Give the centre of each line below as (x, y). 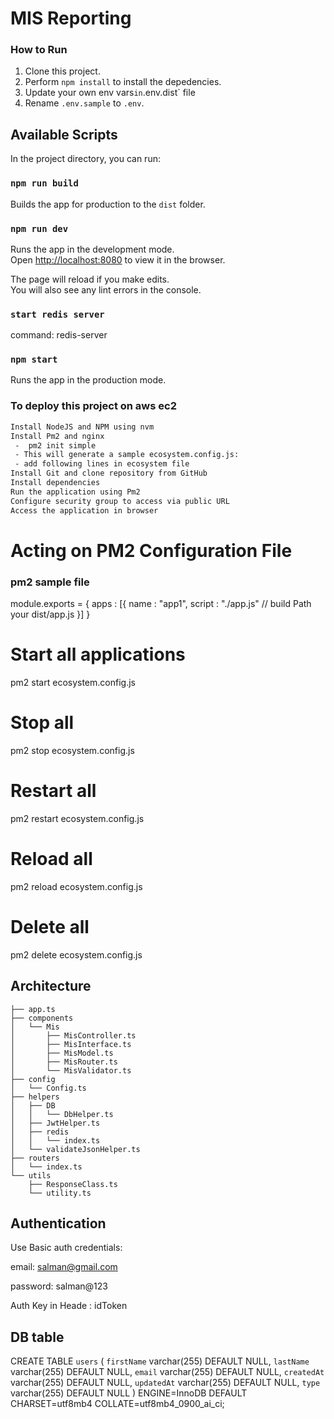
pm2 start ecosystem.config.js (73, 682)
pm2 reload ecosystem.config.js (76, 886)
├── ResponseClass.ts (73, 1184)
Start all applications (98, 654)
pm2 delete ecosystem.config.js (76, 954)
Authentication (58, 1223)
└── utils (31, 1175)
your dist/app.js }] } (50, 614)
